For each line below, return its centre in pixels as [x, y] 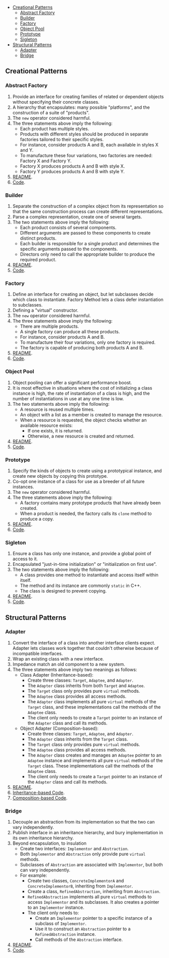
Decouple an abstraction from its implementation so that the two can [83, 822]
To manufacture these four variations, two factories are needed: [86, 155]
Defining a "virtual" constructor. [46, 310]
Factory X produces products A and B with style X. [72, 166]
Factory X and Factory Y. [46, 161]
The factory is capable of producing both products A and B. [82, 348]
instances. [23, 487]
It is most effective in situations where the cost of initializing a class [82, 388]
